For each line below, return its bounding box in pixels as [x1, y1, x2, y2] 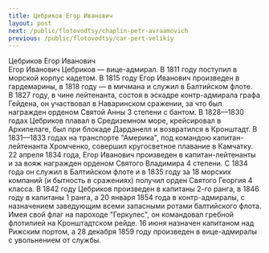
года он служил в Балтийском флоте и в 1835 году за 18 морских [8, 167, 231, 177]
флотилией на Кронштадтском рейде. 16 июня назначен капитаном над [8, 218, 255, 228]
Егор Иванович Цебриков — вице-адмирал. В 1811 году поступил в [8, 65, 238, 75]
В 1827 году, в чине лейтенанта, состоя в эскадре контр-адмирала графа [8, 90, 261, 100]
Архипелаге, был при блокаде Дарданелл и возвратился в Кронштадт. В [8, 124, 258, 134]
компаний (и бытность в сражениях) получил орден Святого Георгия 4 [8, 176, 253, 186]
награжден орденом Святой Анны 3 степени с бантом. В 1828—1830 [8, 108, 245, 117]
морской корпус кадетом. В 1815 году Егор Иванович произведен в [8, 73, 240, 83]
